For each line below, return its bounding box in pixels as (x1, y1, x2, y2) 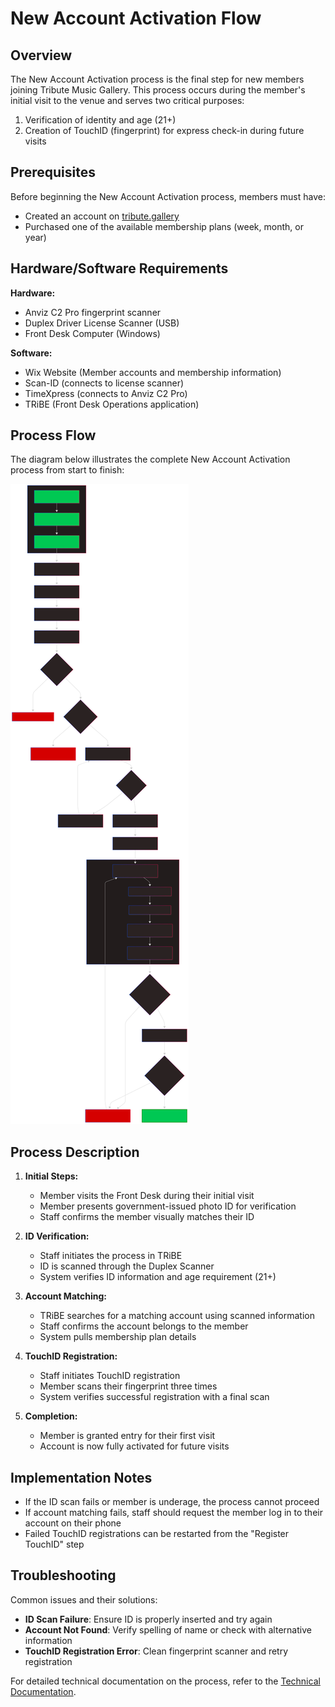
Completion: (24, 1410, 78, 1422)
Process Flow (10, 427, 97, 444)
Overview (10, 47, 73, 64)
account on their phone (24, 1517, 122, 1529)
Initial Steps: (24, 1170, 79, 1182)
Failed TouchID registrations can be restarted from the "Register (24, 1528, 290, 1540)
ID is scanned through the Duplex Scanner (39, 1260, 215, 1272)
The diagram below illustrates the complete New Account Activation (10, 453, 291, 466)
